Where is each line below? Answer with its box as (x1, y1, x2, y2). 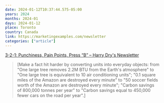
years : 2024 (5, 12, 29, 17)
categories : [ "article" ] (5, 39, 56, 44)
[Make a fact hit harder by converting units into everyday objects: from (17, 61, 160, 67)
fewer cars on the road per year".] (17, 92, 86, 98)
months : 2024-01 (5, 16, 38, 21)
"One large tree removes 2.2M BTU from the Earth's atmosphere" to (17, 67, 154, 72)
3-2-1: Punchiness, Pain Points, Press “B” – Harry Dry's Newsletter (5, 52, 140, 58)
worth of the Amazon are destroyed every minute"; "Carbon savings (17, 82, 155, 88)
